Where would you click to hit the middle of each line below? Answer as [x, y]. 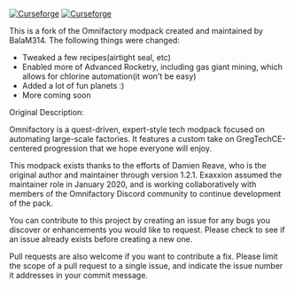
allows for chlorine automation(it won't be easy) [109, 76]
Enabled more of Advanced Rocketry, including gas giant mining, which [152, 67]
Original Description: [47, 112]
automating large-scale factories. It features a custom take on [122, 139]
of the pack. [31, 203]
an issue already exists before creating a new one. [101, 239]
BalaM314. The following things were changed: [94, 40]
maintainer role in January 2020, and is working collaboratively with [133, 184]
